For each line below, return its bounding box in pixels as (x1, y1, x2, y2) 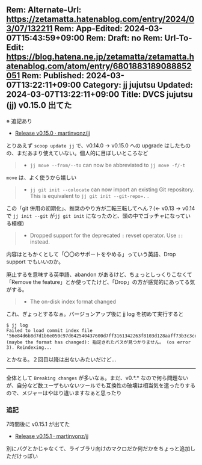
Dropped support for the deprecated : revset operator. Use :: (29, 232, 183, 239)
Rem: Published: (22, 70, 85, 81)
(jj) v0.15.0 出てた (6, 100, 72, 111)
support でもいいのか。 (6, 258, 64, 265)
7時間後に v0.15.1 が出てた (6, 420, 70, 428)
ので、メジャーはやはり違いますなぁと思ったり (6, 389, 122, 396)
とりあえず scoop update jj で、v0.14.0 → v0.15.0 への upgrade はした (6, 141, 180, 149)
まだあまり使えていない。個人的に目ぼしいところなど (16, 149, 148, 156)
